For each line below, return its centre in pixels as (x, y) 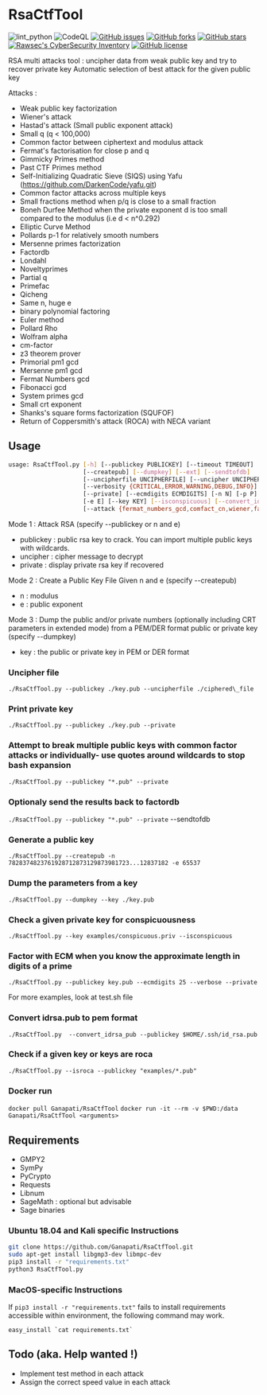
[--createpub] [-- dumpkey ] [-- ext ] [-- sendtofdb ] (166, 472)
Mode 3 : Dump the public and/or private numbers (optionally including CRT (132, 619)
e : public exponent (51, 604)
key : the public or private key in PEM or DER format (104, 652)
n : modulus (39, 595)
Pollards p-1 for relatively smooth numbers (89, 235)
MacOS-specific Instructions (66, 1289)
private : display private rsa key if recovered (92, 565)
